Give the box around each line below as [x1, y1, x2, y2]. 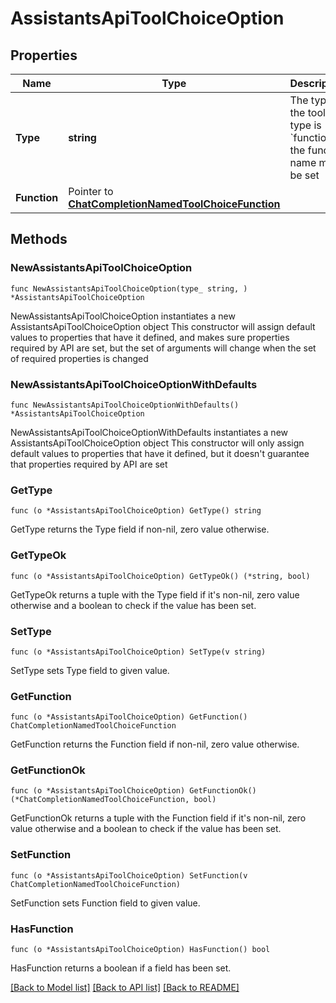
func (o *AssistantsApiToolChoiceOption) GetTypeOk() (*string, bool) [10, 571, 311, 581]
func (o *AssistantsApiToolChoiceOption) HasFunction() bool [10, 945, 271, 955]
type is [289, 118, 322, 132]
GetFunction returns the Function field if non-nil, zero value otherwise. [10, 738, 300, 751]
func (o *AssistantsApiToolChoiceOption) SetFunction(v [10, 870, 248, 881]
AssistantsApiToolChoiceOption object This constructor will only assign [10, 437, 305, 449]
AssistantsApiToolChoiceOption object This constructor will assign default [10, 320, 316, 332]
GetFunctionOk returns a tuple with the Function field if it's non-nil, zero [10, 812, 307, 824]
